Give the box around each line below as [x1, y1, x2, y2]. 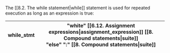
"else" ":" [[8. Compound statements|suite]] [46, 41, 156, 48]
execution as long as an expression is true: [5, 10, 95, 16]
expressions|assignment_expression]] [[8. [49, 28, 153, 35]
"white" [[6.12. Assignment [66, 22, 135, 29]
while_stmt [8, 32, 35, 38]
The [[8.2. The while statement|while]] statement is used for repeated [5, 5, 150, 11]
